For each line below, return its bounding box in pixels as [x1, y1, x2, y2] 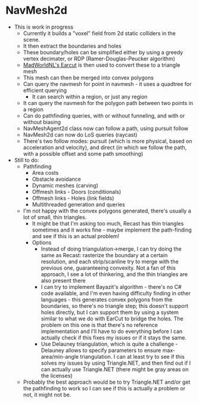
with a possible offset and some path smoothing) [23, 150, 144, 157]
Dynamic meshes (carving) [32, 181, 99, 189]
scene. [23, 36, 40, 43]
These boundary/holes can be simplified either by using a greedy [23, 48, 184, 55]
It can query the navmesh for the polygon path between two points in [23, 99, 193, 106]
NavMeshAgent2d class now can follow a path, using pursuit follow [23, 125, 189, 132]
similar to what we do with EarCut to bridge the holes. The [41, 314, 184, 322]
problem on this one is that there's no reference [41, 321, 158, 328]
